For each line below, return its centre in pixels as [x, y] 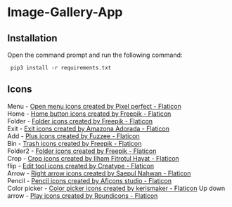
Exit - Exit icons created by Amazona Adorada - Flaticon [89, 128]
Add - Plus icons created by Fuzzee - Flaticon [73, 136]
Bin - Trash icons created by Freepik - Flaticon [75, 143]
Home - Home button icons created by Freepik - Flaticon [89, 114]
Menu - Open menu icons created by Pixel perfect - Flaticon [94, 106]
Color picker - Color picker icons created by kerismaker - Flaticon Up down [116, 188]
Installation [32, 38]
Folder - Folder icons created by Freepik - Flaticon [80, 121]
